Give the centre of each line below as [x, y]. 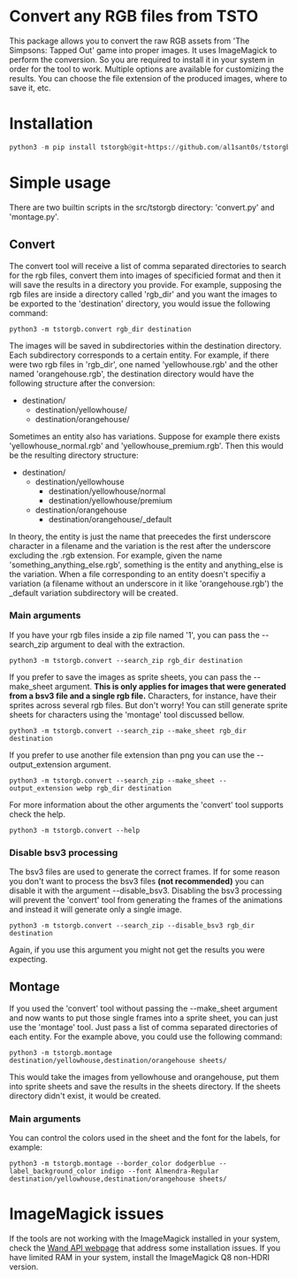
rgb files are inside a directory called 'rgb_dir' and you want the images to [143, 294]
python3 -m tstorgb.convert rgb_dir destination [100, 329]
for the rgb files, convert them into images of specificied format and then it [145, 275]
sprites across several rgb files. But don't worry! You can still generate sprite [148, 705]
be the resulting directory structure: [74, 455]
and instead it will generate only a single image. [96, 910]
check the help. [38, 814]
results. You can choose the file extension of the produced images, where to [148, 78]
